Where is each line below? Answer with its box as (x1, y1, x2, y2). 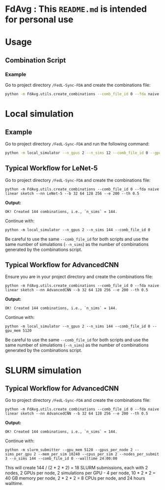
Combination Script (5, 56, 66, 65)
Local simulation (5, 108, 74, 119)
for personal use (5, 14, 74, 25)
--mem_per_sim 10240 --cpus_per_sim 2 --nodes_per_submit (38, 452, 160, 457)
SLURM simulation (5, 365, 82, 376)
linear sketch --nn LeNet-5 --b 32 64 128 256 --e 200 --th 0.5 (5, 191, 139, 196)
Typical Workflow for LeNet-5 (5, 164, 98, 173)
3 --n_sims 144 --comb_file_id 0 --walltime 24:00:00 (5, 456, 118, 461)
